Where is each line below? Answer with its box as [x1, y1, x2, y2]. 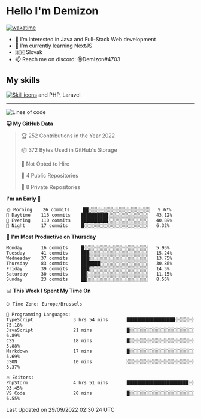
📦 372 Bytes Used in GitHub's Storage [20, 146, 118, 154]
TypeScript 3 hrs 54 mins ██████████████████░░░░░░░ [6, 316, 194, 322]
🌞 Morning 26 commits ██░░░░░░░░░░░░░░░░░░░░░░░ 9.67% [6, 206, 172, 213]
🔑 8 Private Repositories [20, 183, 81, 190]
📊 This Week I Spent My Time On [6, 287, 91, 294]
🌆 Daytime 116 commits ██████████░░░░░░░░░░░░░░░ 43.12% [6, 212, 172, 218]
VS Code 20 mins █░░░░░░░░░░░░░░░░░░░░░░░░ [6, 390, 194, 396]
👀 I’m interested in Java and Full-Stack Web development [14, 35, 156, 43]
